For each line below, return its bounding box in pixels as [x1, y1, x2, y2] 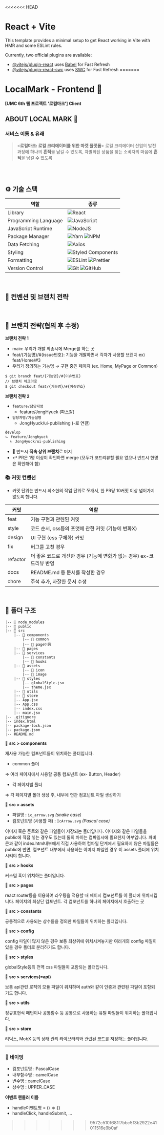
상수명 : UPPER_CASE [12, 1084, 55, 1090]
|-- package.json [5, 727, 41, 732]
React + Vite [5, 21, 56, 32]
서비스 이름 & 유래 [5, 130, 44, 137]
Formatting [7, 257, 33, 264]
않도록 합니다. [12, 493, 39, 500]
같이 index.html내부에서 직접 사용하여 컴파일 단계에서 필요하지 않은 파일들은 [14, 840, 159, 846]
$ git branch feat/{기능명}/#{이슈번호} [5, 374, 82, 378]
